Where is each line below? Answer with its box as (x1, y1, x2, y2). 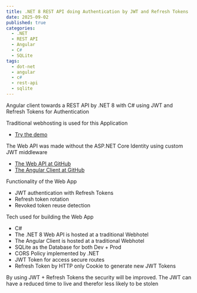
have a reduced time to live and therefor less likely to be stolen (6, 280, 159, 287)
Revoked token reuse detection (14, 201, 91, 209)
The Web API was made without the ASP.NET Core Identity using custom (6, 142, 183, 149)
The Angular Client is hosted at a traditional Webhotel (14, 237, 145, 244)
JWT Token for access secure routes (14, 256, 105, 263)
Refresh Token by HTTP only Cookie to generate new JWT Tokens (14, 262, 176, 269)
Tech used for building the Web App (6, 213, 94, 220)
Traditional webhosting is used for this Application (6, 119, 128, 126)
